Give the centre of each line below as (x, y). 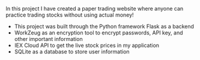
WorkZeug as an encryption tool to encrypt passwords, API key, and (99, 33)
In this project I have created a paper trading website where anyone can (95, 9)
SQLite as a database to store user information (72, 52)
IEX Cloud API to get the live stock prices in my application (87, 45)
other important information (48, 39)
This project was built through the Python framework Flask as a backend (104, 26)
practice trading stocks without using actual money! (70, 15)
